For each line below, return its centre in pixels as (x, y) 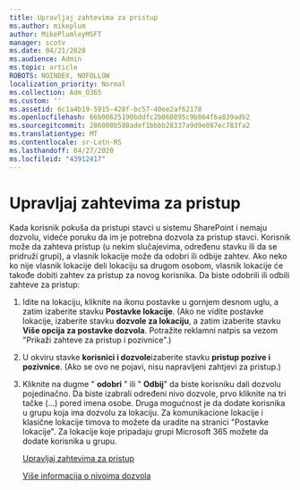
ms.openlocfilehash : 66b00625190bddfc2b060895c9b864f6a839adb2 (130, 117)
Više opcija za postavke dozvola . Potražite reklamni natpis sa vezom (150, 331)
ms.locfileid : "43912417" (57, 159)
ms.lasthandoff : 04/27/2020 (62, 150)
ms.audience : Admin (46, 59)
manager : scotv (38, 42)
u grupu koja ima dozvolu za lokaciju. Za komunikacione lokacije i (143, 413)
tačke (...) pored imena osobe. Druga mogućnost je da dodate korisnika (154, 403)
